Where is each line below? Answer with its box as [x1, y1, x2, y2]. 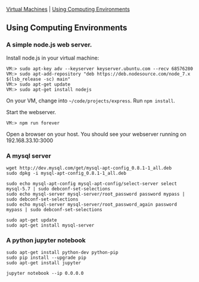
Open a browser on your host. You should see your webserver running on [6, 130, 186, 137]
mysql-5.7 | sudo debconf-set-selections [6, 186, 111, 192]
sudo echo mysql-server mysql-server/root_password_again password [6, 201, 178, 208]
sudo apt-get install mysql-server [6, 222, 95, 228]
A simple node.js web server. [6, 40, 92, 49]
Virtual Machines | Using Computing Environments [6, 6, 130, 12]
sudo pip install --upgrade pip [6, 255, 86, 261]
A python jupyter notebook [6, 236, 86, 244]
